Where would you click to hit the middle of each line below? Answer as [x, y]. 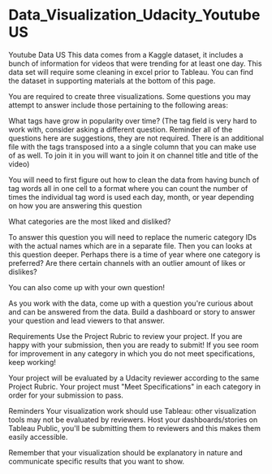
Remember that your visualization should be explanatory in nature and [125, 452]
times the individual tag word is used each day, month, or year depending [131, 197]
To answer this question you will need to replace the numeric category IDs [133, 237]
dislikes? [23, 272]
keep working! [32, 362]
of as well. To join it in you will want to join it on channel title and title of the [133, 155]
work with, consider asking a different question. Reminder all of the [121, 129]
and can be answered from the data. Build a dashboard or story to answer [132, 311]
